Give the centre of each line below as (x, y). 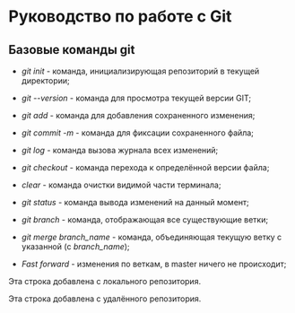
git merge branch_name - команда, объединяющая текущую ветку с (152, 237)
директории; (46, 81)
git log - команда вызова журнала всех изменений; (120, 150)
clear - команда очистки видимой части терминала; (121, 185)
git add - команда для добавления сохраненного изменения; (138, 115)
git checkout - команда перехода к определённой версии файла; (145, 167)
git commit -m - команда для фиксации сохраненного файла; (138, 133)
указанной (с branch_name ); (76, 247)
